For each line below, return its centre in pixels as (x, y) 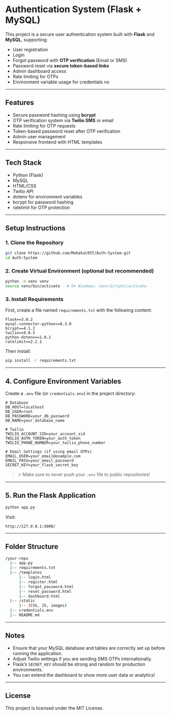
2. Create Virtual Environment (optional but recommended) (80, 271)
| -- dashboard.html (39, 596)
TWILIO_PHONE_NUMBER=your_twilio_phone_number (55, 443)
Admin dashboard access (39, 71)
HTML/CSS (24, 186)
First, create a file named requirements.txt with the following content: (79, 310)
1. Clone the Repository (34, 243)
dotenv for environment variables (47, 196)
